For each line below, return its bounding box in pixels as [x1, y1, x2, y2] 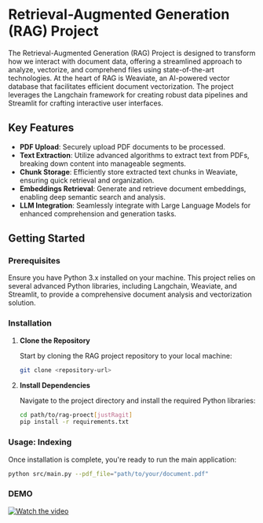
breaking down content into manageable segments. [19, 159, 187, 168]
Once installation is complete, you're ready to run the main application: [8, 455, 237, 464]
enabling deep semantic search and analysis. [19, 192, 166, 201]
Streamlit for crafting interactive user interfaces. [8, 98, 163, 108]
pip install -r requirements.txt [19, 418, 130, 426]
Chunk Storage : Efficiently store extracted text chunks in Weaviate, [19, 167, 238, 176]
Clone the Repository [19, 336, 90, 345]
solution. [8, 298, 37, 308]
